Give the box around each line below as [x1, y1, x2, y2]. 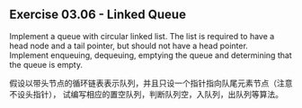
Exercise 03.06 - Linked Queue [9, 7, 187, 22]
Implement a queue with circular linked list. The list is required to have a [9, 30, 275, 41]
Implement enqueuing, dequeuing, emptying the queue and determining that [9, 49, 292, 61]
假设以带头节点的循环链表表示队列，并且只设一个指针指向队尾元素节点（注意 [9, 78, 293, 88]
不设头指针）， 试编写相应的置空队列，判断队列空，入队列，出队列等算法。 [9, 88, 283, 99]
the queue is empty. [9, 59, 84, 70]
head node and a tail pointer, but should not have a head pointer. [9, 40, 249, 51]
